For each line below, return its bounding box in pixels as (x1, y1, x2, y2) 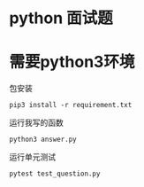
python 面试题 (9, 8, 113, 28)
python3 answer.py (9, 135, 77, 144)
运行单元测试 (9, 152, 56, 162)
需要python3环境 (9, 52, 135, 72)
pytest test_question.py (9, 169, 101, 178)
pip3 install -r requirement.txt (9, 101, 133, 110)
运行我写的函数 (9, 117, 64, 129)
